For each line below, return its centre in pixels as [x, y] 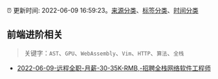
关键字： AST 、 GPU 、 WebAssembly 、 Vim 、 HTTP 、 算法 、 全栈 [104, 53]
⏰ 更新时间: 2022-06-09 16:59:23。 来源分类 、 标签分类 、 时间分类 [103, 10]
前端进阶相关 [35, 35]
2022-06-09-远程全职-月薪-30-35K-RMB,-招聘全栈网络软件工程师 [114, 68]
